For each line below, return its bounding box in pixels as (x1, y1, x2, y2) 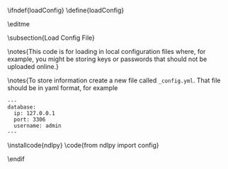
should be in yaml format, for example (7, 84, 118, 92)
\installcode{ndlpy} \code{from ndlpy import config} (7, 141, 159, 149)
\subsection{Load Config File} (7, 33, 96, 42)
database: (7, 104, 37, 111)
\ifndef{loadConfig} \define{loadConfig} (7, 6, 125, 14)
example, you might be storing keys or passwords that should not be (7, 55, 207, 63)
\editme (7, 20, 30, 28)
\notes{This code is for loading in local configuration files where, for (7, 48, 206, 55)
